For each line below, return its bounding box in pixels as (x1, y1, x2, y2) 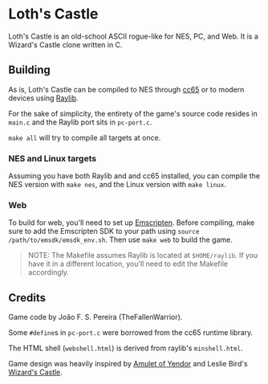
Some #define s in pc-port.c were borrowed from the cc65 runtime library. (8, 328, 254, 337)
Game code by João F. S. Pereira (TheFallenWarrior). (8, 313, 183, 322)
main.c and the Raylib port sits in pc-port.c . (8, 117, 152, 127)
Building (8, 63, 51, 77)
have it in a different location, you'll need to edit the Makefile (27, 259, 229, 269)
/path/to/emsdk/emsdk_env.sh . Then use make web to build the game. (8, 235, 233, 245)
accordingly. (27, 268, 70, 277)
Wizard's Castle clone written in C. (8, 39, 123, 49)
